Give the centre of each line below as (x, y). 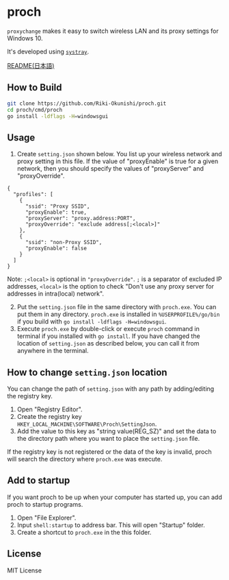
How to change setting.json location (87, 372)
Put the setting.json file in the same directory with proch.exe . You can (117, 307)
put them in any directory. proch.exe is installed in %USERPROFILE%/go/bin (118, 314)
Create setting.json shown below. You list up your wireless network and (119, 154)
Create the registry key (49, 416)
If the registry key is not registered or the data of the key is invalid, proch (109, 452)
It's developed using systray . (48, 51)
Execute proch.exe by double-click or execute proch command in (108, 329)
